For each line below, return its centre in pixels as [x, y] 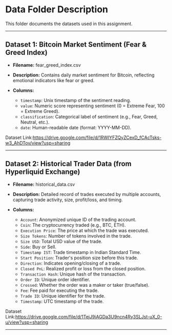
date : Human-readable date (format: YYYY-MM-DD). [76, 127]
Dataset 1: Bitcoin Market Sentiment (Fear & [76, 45]
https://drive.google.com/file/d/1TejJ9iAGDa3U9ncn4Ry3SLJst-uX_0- [89, 317]
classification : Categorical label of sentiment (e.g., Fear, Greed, [89, 116]
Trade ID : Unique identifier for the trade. [63, 295]
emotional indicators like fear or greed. [53, 80]
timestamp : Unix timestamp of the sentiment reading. [76, 100]
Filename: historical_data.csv [44, 184]
